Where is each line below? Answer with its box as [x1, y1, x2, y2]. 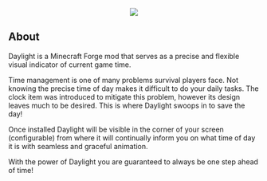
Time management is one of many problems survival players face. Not [8, 75, 239, 85]
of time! [8, 165, 33, 175]
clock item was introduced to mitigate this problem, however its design [8, 92, 241, 101]
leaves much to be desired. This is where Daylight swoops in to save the [8, 100, 245, 110]
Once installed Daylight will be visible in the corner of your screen [8, 124, 225, 134]
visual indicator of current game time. [8, 60, 132, 69]
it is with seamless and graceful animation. [8, 141, 148, 151]
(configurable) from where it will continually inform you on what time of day [8, 132, 256, 143]
